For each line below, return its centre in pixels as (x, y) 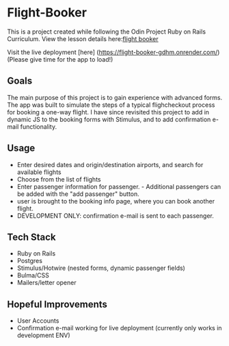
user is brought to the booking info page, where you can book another (116, 201)
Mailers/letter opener (46, 283)
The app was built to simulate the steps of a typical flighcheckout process (111, 105)
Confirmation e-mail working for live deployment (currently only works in (119, 328)
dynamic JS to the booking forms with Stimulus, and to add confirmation (109, 119)
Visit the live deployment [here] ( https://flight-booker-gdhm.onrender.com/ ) (113, 52)
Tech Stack (31, 237)
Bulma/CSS (33, 275)
